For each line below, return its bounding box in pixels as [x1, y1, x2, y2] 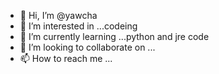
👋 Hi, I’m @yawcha [19, 10, 98, 21]
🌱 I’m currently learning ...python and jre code [19, 31, 210, 42]
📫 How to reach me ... [19, 53, 113, 64]
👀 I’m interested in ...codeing [19, 20, 138, 32]
